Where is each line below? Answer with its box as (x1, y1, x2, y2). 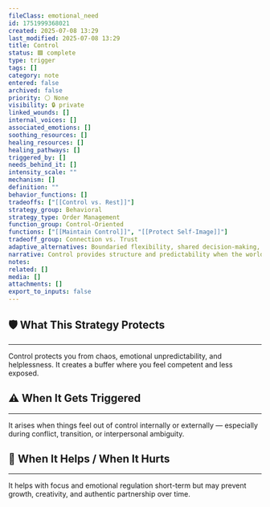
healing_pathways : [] (8, 146, 81, 154)
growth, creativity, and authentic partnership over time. (8, 489, 190, 499)
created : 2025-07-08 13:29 (8, 26, 99, 34)
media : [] (8, 273, 42, 281)
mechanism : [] (8, 176, 56, 185)
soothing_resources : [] (8, 131, 88, 139)
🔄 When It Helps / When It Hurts (8, 452, 170, 466)
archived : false (8, 86, 63, 95)
